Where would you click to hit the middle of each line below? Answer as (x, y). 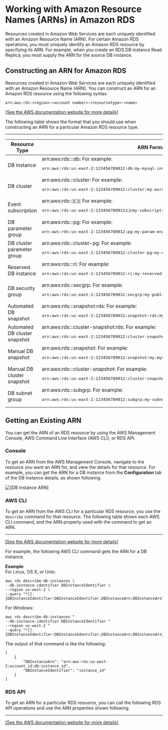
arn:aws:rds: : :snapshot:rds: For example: (89, 306)
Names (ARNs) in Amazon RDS (70, 20)
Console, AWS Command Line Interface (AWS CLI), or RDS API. (70, 438)
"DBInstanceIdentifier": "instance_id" (65, 671)
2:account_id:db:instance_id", (38, 666)
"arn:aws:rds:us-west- (84, 662)
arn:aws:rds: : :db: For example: (77, 159)
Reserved (19, 268)
